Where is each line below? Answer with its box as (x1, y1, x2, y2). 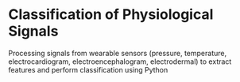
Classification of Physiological (8, 6, 214, 24)
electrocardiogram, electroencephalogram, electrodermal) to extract (8, 57, 232, 66)
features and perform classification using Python (8, 65, 168, 74)
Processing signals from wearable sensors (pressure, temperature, (8, 48, 227, 58)
